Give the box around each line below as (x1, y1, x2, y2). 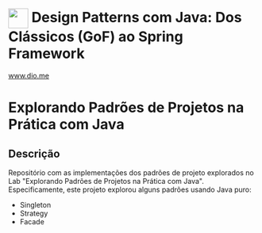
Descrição (8, 147, 60, 160)
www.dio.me (8, 71, 50, 80)
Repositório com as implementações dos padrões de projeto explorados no (8, 167, 254, 178)
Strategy (19, 208, 48, 218)
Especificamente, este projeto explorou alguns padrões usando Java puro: (8, 185, 252, 194)
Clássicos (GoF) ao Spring (8, 28, 184, 46)
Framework (8, 44, 85, 63)
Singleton (19, 200, 52, 209)
